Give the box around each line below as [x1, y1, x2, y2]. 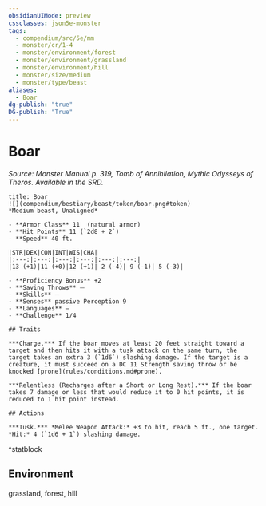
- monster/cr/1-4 [15, 42, 73, 49]
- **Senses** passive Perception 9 [8, 297, 127, 306]
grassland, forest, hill [8, 488, 77, 498]
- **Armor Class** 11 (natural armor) [8, 220, 141, 228]
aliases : [8, 85, 38, 94]
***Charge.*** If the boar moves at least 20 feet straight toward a [8, 339, 245, 347]
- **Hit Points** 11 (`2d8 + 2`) [8, 227, 120, 235]
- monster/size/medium [15, 71, 91, 79]
